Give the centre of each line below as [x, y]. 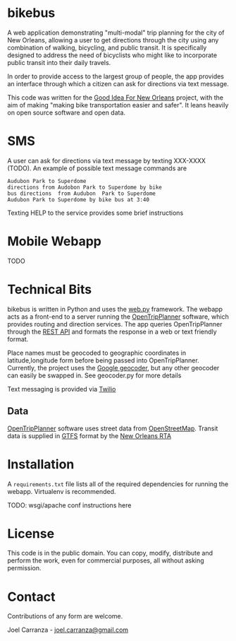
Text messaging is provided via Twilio [62, 389]
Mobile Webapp [55, 241]
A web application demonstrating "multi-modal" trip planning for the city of [116, 33]
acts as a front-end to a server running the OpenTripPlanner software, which [118, 317]
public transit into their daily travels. [59, 62]
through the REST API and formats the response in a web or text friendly [112, 331]
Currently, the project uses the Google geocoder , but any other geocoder [113, 367]
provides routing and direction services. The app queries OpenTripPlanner [115, 324]
